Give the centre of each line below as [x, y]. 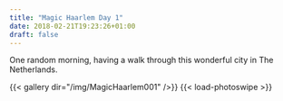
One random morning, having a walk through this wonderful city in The [141, 60]
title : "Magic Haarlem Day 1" [67, 18]
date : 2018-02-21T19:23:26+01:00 [73, 26]
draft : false [34, 34]
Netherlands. [34, 69]
